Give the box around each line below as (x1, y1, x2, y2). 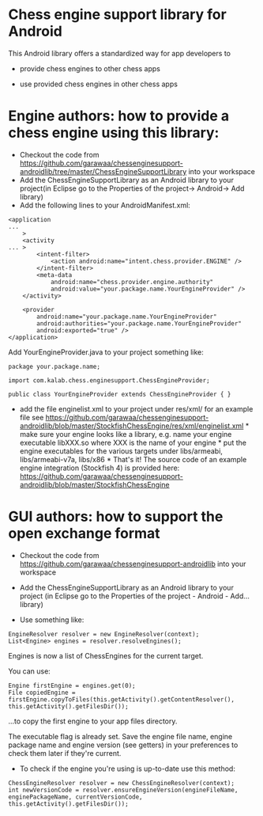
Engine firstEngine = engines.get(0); (8, 681, 136, 689)
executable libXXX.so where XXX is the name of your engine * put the (19, 438, 247, 447)
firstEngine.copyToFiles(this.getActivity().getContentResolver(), (8, 695, 235, 704)
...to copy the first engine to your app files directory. (8, 716, 178, 726)
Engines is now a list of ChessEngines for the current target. (8, 651, 204, 660)
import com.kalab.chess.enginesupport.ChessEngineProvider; (8, 376, 211, 385)
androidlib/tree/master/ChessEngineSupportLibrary (19, 166, 187, 176)
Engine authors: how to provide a (8, 107, 230, 125)
